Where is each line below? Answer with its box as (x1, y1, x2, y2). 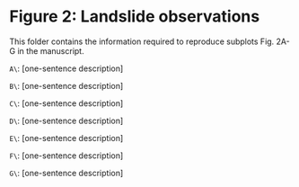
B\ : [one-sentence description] (9, 80, 124, 91)
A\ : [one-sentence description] (9, 63, 124, 74)
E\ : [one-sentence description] (9, 132, 124, 143)
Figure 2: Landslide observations (9, 6, 260, 27)
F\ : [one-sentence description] (9, 150, 124, 161)
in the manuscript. (17, 45, 84, 56)
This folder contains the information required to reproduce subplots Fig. (9, 36, 275, 47)
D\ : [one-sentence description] (9, 115, 124, 126)
